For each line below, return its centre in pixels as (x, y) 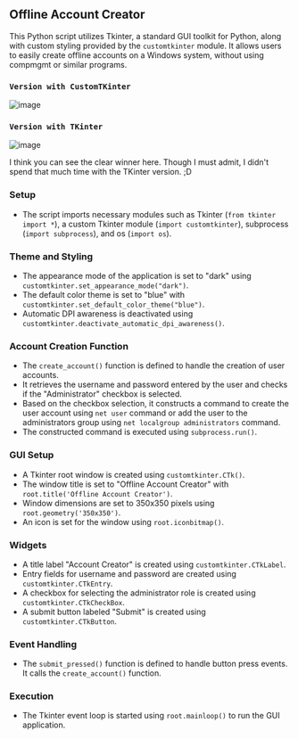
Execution (32, 696)
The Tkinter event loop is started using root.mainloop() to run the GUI (151, 716)
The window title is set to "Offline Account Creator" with (125, 484)
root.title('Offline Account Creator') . (97, 493)
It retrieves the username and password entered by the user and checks (155, 385)
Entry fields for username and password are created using (129, 573)
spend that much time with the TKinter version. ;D (100, 172)
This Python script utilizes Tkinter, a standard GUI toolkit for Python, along (145, 36)
